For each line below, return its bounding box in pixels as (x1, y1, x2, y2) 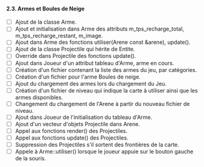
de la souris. (15, 155, 46, 162)
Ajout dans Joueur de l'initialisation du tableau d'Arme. (15, 113, 153, 121)
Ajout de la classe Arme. (15, 18, 77, 26)
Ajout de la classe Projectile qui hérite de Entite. (15, 46, 135, 53)
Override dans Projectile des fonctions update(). (15, 52, 136, 60)
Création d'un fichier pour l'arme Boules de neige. (15, 73, 141, 80)
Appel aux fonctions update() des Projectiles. (15, 134, 129, 141)
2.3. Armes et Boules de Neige (6, 5, 85, 12)
